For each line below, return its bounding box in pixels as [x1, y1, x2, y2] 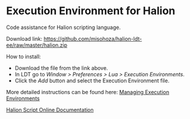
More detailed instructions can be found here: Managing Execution [6, 88, 169, 95]
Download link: [6, 35, 43, 42]
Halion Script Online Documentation [6, 106, 94, 113]
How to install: [6, 53, 42, 60]
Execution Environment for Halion [6, 4, 176, 18]
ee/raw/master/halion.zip [6, 41, 68, 49]
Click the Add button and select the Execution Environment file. [14, 77, 170, 84]
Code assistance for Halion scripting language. [6, 24, 121, 31]
